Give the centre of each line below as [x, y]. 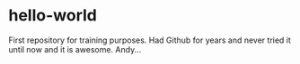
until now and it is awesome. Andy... [75, 49]
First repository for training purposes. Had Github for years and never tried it [150, 40]
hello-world [53, 16]
